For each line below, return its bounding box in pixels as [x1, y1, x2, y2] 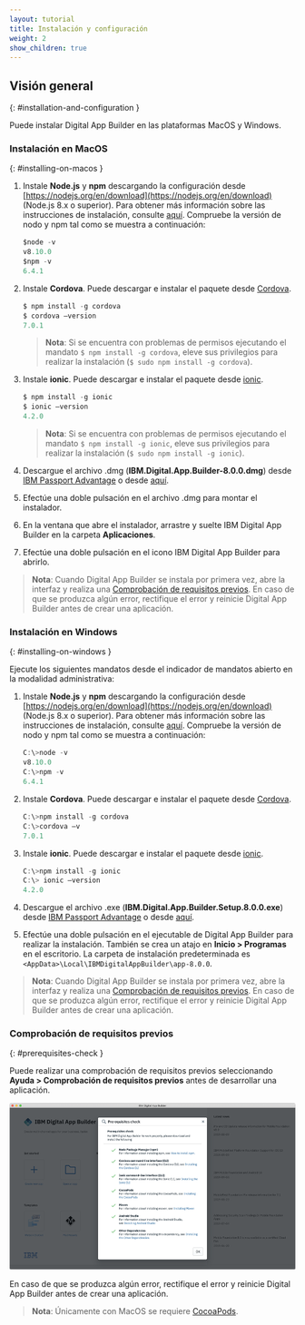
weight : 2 [9, 34, 47, 43]
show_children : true [9, 44, 88, 53]
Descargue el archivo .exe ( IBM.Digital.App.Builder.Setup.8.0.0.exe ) [22, 902, 284, 913]
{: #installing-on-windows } [9, 646, 112, 657]
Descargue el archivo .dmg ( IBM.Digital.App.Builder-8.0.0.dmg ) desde [22, 466, 292, 476]
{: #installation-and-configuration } [9, 103, 141, 113]
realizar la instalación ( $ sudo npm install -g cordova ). [44, 357, 253, 368]
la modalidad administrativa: [9, 673, 115, 684]
